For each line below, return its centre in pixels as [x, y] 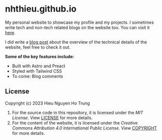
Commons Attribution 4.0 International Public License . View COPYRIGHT [84, 128]
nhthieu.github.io [41, 9]
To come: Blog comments [37, 76]
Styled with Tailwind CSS [37, 71]
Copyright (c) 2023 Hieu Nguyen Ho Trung [48, 103]
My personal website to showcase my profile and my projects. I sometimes [79, 22]
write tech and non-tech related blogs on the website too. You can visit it [77, 27]
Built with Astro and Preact [38, 66]
